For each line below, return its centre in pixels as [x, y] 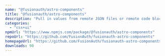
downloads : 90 [20, 46]
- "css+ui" [21, 28]
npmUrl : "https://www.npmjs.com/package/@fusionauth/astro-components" [80, 32]
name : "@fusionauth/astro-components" [45, 9]
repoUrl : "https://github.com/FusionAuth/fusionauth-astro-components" [80, 37]
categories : [17, 23]
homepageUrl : [18, 41]
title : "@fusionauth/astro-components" [46, 14]
